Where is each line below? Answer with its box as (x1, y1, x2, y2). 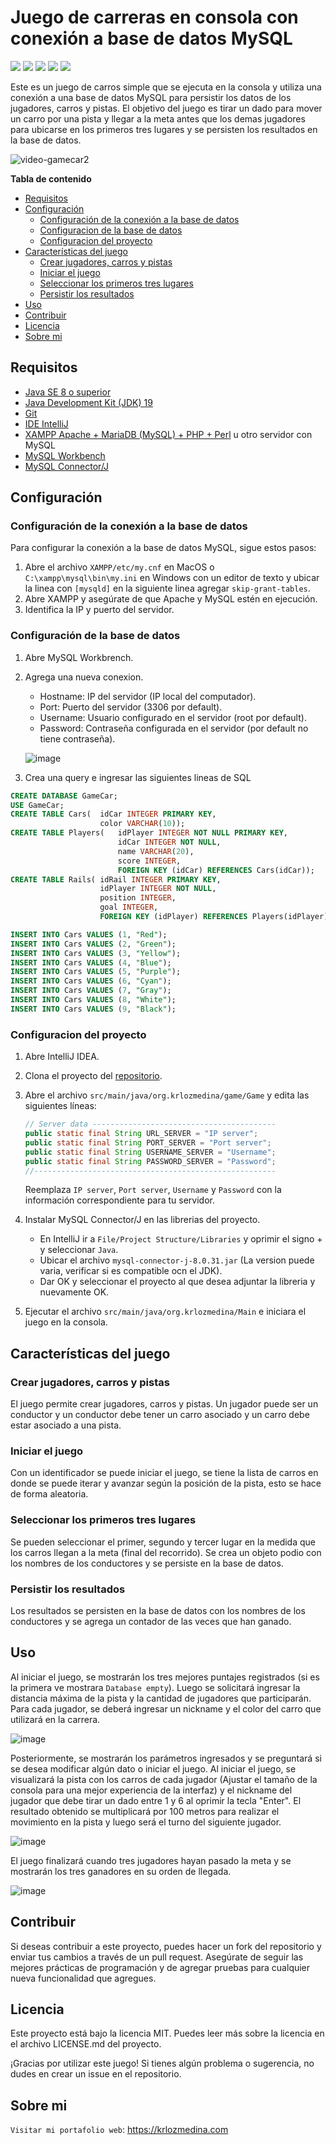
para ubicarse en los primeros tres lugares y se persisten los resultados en (10, 123, 318, 135)
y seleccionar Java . (39, 1244, 119, 1256)
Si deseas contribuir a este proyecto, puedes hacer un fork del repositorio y (10, 1940, 322, 1952)
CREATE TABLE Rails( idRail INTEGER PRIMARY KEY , (10, 874, 222, 885)
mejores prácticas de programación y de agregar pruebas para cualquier (10, 1961, 311, 1973)
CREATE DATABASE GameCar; (10, 791, 118, 801)
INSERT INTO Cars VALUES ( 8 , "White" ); (10, 995, 177, 1005)
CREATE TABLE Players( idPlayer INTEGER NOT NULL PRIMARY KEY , (10, 828, 288, 838)
